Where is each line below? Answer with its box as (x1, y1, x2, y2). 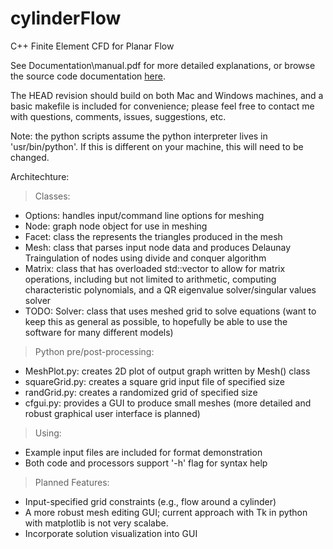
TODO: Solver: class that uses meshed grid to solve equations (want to (24, 305, 317, 317)
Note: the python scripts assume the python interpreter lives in (10, 130, 268, 142)
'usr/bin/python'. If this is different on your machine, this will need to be (10, 140, 304, 152)
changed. (10, 151, 50, 163)
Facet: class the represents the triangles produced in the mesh (24, 230, 283, 242)
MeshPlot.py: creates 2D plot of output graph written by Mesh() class (24, 365, 311, 377)
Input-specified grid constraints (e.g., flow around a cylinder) (24, 495, 277, 507)
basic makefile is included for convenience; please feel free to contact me (10, 100, 315, 112)
